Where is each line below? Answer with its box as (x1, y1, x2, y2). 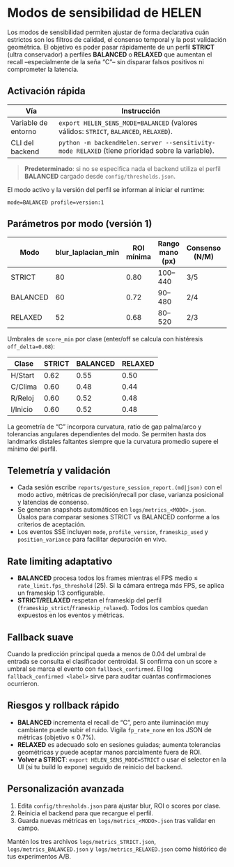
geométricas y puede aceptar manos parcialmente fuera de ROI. (17, 748, 202, 756)
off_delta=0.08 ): (7, 342, 56, 350)
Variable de (10, 117, 48, 127)
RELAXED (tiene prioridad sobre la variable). (76, 145, 214, 155)
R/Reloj (10, 393, 34, 403)
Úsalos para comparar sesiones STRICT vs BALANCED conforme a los (17, 513, 220, 521)
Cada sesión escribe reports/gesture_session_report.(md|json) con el (17, 483, 222, 491)
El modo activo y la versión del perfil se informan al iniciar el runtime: (7, 185, 205, 193)
